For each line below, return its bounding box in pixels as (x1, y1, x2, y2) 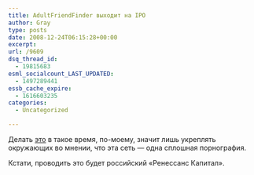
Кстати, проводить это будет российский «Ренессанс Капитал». (8, 159, 226, 167)
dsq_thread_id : (8, 56, 58, 64)
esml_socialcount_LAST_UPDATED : (8, 70, 114, 78)
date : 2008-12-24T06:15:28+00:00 (8, 33, 118, 42)
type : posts (8, 26, 47, 34)
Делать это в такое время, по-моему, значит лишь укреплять (8, 135, 216, 144)
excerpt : (8, 41, 37, 49)
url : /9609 (8, 48, 44, 56)
